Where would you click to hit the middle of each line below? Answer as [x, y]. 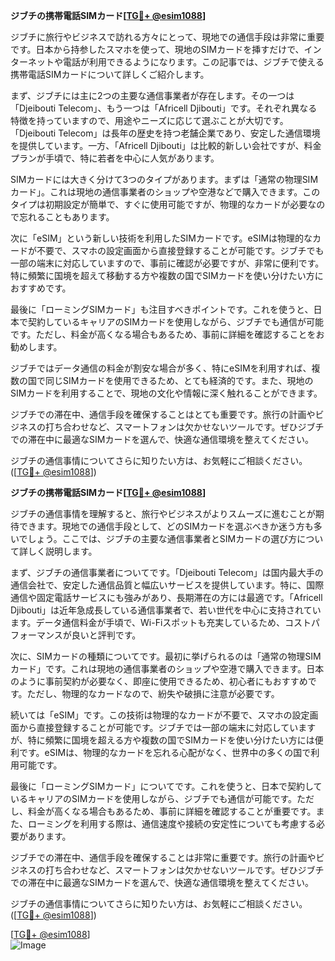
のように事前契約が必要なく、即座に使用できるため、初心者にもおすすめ [159, 681]
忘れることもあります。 [66, 217]
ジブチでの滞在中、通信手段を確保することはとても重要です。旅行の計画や [163, 414]
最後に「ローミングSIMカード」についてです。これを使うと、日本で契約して [166, 786]
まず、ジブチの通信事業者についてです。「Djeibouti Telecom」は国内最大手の [167, 572]
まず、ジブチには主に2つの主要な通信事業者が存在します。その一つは [152, 95]
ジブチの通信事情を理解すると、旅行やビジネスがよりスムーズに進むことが [163, 513]
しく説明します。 [62, 551]
